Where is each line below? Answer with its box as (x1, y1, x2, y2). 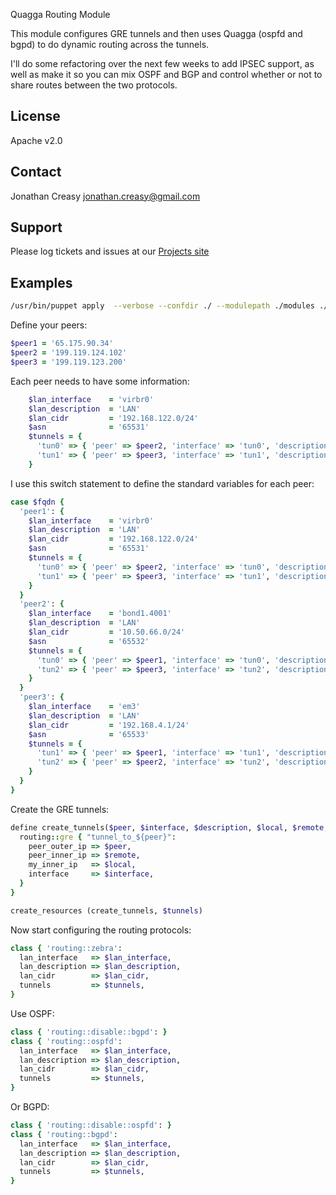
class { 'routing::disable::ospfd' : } (10, 1120, 172, 1130)
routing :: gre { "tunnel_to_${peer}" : (19, 832, 177, 842)
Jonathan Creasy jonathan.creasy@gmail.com (10, 190, 201, 202)
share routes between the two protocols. (10, 79, 178, 91)
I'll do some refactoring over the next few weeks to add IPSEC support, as (10, 58, 315, 69)
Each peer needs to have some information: (10, 375, 190, 387)
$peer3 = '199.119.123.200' (10, 357, 128, 367)
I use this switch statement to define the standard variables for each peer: (10, 477, 315, 489)
